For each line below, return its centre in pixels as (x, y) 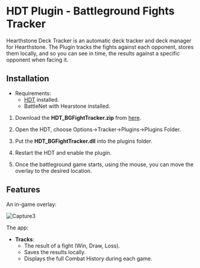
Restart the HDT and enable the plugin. (63, 152)
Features (23, 190)
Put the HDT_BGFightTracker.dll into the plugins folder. (83, 141)
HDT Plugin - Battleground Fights (90, 11)
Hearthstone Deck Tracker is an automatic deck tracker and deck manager (99, 40)
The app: (17, 228)
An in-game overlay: (32, 204)
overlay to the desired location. (53, 170)
